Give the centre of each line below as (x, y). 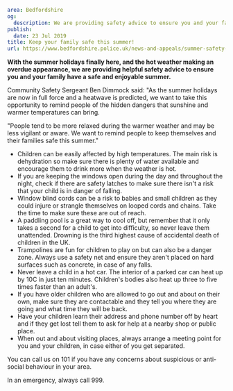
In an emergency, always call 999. (56, 380)
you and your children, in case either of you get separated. (101, 346)
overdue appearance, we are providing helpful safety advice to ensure (111, 69)
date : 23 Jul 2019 (40, 36)
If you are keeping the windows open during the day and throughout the (120, 176)
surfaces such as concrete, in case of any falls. (85, 265)
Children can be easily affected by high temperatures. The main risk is (118, 154)
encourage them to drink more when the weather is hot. (97, 169)
